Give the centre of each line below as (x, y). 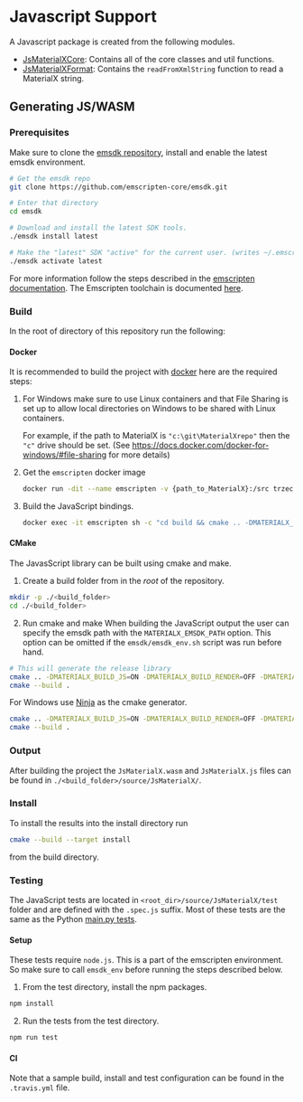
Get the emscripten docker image (84, 473)
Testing (26, 881)
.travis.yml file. (40, 1088)
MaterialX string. (53, 78)
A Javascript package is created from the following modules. (122, 42)
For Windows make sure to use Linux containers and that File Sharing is (155, 399)
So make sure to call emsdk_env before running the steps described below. (146, 970)
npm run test (34, 1038)
